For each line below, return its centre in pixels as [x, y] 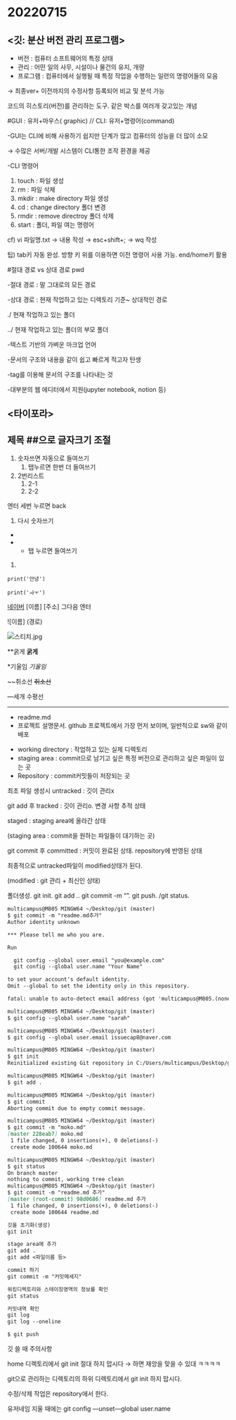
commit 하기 [23, 1270]
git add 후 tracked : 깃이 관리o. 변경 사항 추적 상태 [77, 806]
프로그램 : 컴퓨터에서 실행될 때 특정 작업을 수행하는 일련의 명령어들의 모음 [118, 76]
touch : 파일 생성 [41, 181]
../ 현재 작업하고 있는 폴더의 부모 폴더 [58, 329]
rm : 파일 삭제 [36, 190]
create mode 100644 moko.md [51, 1147]
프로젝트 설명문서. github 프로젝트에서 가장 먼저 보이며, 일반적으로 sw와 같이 [123, 726]
